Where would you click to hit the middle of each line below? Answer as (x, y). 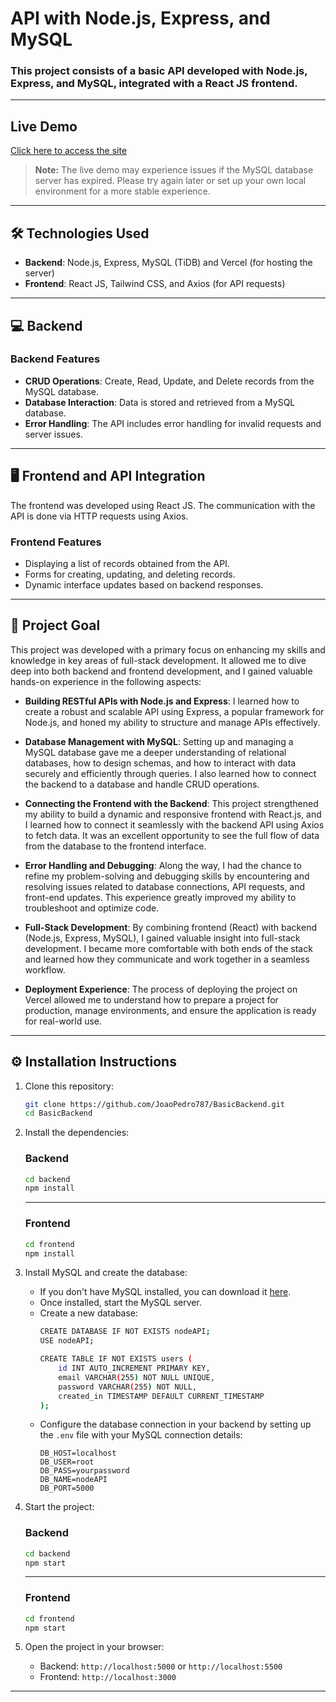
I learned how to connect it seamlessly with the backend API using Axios (174, 824)
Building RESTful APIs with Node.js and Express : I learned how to (162, 701)
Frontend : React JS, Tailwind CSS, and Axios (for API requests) (155, 284)
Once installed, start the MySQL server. (120, 1303)
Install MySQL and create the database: (106, 1273)
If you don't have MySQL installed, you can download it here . (165, 1292)
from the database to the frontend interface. (115, 846)
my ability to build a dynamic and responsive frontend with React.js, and (173, 814)
